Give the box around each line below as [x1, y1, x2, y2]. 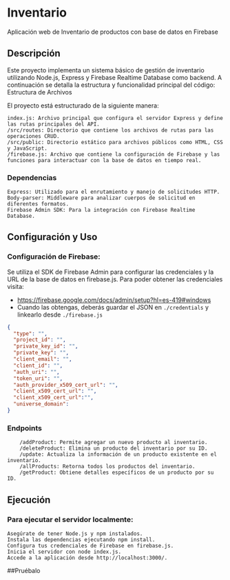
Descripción [7, 48, 61, 59]
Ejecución [7, 494, 51, 506]
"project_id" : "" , [13, 337, 67, 343]
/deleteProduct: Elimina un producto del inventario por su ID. [19, 445, 208, 452]
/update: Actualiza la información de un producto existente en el [19, 451, 217, 458]
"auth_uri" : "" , [13, 368, 60, 375]
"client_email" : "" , [13, 356, 72, 363]
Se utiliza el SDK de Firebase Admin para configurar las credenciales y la [7, 268, 214, 276]
